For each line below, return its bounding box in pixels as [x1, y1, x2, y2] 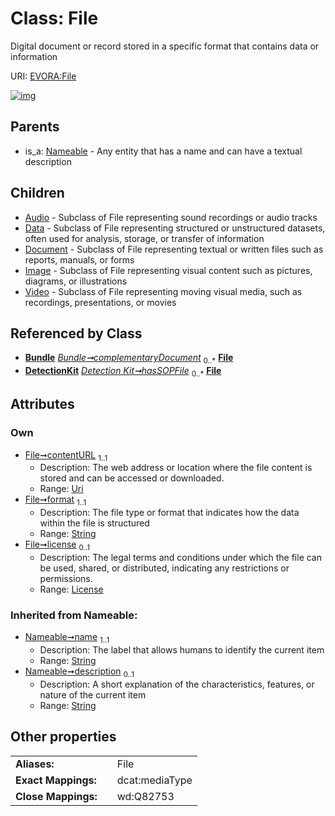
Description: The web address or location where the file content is [39, 462, 313, 474]
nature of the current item [39, 688, 147, 701]
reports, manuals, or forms [24, 253, 135, 266]
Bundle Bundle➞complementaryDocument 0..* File [24, 352, 234, 366]
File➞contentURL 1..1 [24, 448, 108, 463]
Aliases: [15, 757, 55, 771]
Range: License [39, 583, 104, 596]
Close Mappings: [15, 789, 98, 803]
